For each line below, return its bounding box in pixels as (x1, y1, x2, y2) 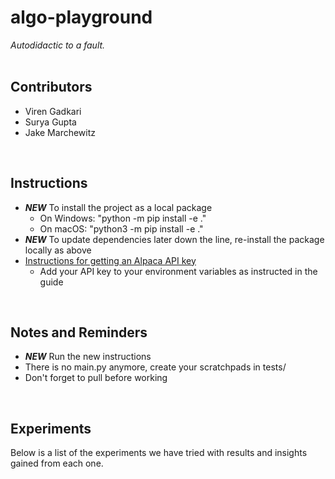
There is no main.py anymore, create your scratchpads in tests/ (24, 361, 287, 373)
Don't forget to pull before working (24, 372, 168, 384)
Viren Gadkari (24, 105, 82, 117)
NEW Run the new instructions (24, 351, 152, 363)
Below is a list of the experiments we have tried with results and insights (10, 447, 308, 459)
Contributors (10, 79, 93, 96)
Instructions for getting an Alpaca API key (24, 254, 197, 266)
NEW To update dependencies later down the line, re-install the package (24, 233, 325, 245)
